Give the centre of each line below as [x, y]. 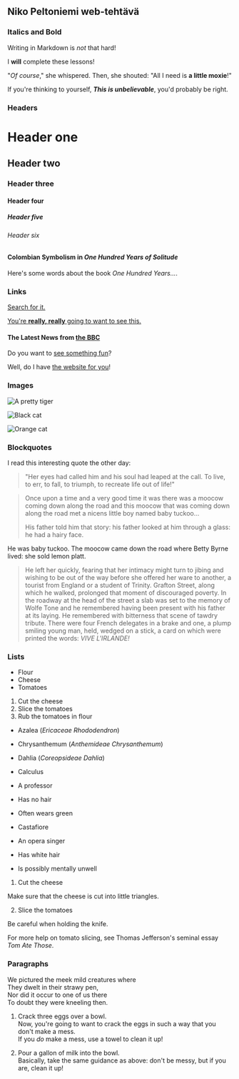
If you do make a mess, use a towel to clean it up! [90, 1039]
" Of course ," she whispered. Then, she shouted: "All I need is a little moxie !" [119, 75]
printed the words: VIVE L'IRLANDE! [77, 638]
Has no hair [35, 800]
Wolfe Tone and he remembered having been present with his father [125, 608]
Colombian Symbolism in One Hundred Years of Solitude [93, 257]
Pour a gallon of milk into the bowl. [68, 1053]
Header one [43, 137]
